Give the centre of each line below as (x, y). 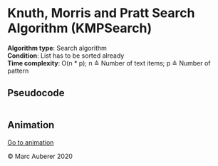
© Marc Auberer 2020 (40, 156)
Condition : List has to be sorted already (66, 56)
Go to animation (31, 142)
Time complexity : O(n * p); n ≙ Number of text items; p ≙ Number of (109, 63)
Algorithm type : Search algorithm (57, 48)
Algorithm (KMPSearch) (80, 28)
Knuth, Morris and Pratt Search (101, 13)
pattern (18, 71)
